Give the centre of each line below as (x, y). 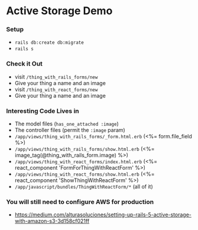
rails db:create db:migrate (49, 43)
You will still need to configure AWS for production (80, 202)
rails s (24, 49)
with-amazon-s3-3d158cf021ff (52, 221)
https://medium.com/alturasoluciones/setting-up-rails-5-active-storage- (103, 215)
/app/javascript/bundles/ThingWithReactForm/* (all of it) (84, 187)
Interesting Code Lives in (43, 111)
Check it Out (25, 64)
